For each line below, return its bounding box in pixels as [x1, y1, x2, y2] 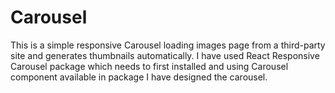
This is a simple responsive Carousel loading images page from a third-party [10, 39, 326, 51]
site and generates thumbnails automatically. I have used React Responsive [10, 49, 320, 61]
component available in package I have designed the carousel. [10, 71, 268, 83]
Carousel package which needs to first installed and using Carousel [10, 60, 289, 72]
